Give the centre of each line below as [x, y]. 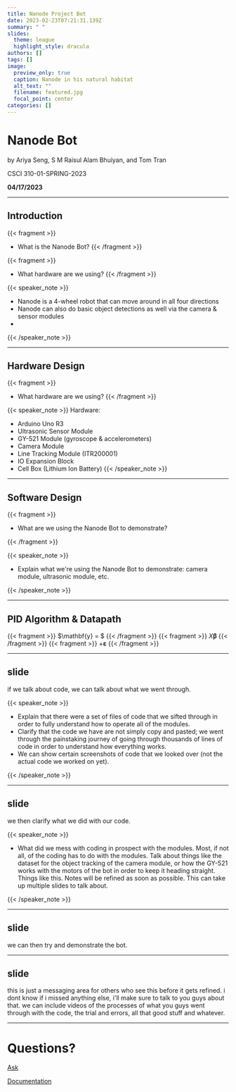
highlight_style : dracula [52, 46]
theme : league [34, 40]
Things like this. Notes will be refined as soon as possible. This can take [122, 878]
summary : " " [26, 27]
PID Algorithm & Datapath [64, 619]
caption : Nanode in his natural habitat [73, 79]
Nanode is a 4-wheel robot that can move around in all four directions [118, 301]
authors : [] [25, 54]
